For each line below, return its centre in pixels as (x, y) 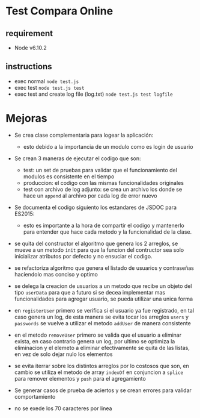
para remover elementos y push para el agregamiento (80, 378)
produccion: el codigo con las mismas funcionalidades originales (104, 182)
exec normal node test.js (47, 81)
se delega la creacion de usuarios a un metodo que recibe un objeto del (103, 286)
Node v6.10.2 (31, 48)
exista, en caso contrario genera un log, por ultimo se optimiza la (95, 341)
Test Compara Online (59, 11)
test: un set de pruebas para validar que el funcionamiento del (100, 170)
